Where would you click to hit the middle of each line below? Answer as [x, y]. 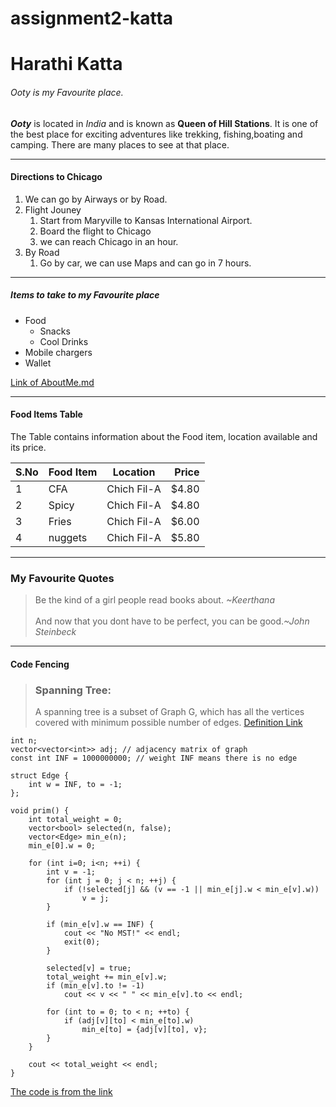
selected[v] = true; [89, 968]
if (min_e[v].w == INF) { [100, 925]
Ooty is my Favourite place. [67, 92]
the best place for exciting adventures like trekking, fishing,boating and [156, 134]
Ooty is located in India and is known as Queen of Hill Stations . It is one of [164, 123]
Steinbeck [55, 632]
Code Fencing [40, 664]
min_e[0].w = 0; [62, 846]
